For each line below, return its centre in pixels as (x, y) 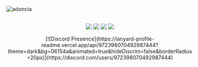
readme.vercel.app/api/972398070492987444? (100, 45)
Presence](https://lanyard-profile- (113, 39)
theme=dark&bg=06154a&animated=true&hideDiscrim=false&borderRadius (100, 51)
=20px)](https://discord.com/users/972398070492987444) (100, 58)
